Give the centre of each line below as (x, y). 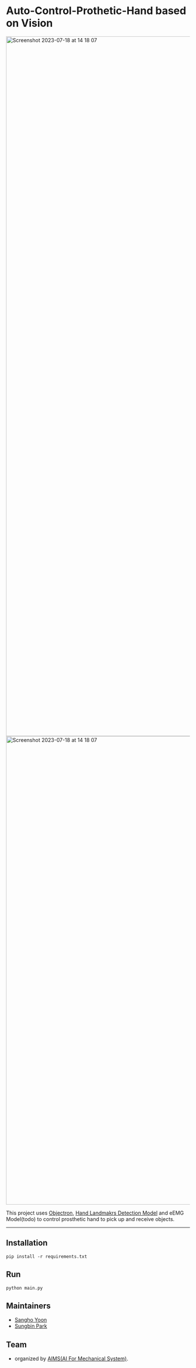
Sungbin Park (31, 1326)
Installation (27, 1243)
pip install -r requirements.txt (47, 1256)
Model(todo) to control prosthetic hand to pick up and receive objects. (90, 1219)
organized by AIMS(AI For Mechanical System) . (71, 1359)
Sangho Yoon (31, 1320)
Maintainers (29, 1306)
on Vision (29, 23)
